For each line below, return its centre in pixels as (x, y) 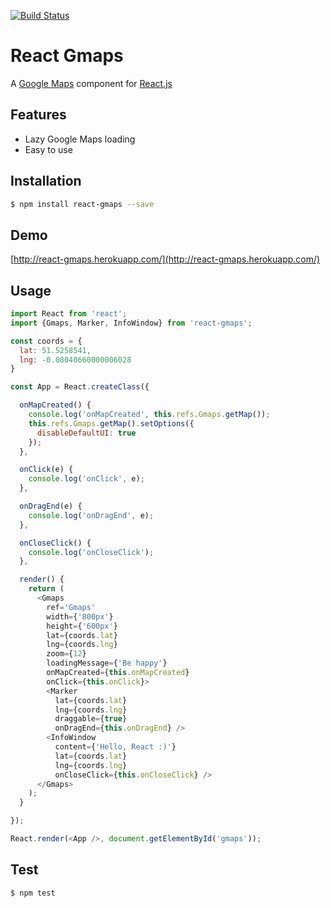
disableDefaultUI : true (86, 433)
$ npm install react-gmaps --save (82, 204)
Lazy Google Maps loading (80, 139)
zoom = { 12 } (66, 654)
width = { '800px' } (80, 616)
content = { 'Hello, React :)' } (115, 747)
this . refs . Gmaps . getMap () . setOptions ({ (111, 423)
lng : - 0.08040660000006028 (75, 360)
